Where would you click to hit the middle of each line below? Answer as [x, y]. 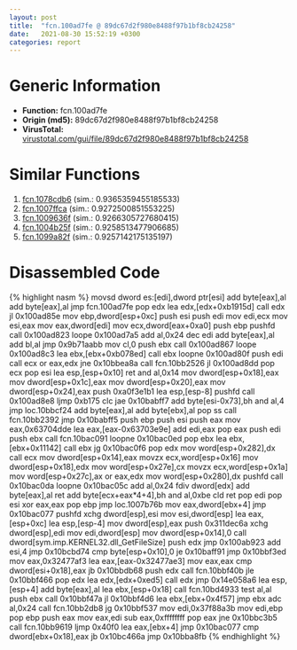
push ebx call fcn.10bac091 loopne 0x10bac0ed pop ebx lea [118, 439]
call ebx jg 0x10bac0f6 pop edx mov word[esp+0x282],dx [170, 448]
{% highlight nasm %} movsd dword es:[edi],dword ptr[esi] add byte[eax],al [148, 297]
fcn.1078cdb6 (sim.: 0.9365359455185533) [101, 200]
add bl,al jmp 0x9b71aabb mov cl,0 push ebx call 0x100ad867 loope [133, 345]
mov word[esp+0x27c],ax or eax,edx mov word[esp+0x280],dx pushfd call [146, 476]
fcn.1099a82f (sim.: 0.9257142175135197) [97, 237]
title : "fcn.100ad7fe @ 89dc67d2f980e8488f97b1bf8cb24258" [123, 26]
